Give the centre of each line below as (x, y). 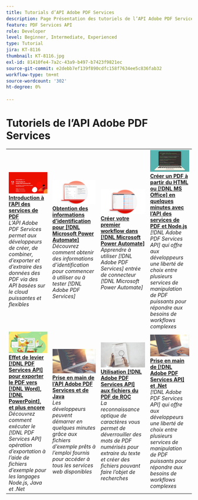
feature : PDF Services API (39, 25)
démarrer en (67, 421)
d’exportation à (27, 452)
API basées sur (27, 285)
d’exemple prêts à (74, 446)
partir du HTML (169, 182)
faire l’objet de (118, 472)
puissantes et (25, 298)
